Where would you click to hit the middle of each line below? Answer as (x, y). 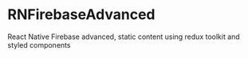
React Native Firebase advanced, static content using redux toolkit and (124, 37)
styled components (39, 44)
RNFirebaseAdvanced (81, 15)
